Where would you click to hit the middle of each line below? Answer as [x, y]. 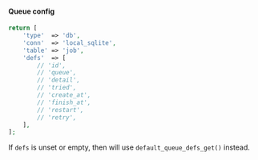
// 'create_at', [64, 95]
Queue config [32, 11]
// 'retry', [57, 117]
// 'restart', [60, 110]
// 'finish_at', [64, 102]
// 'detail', [59, 80]
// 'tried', [57, 88]
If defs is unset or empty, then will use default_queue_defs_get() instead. [129, 147]
